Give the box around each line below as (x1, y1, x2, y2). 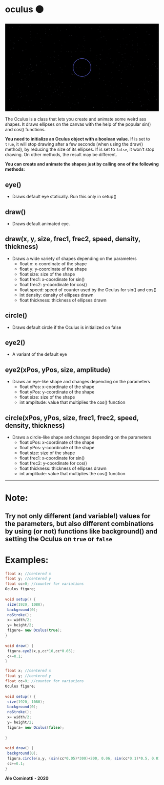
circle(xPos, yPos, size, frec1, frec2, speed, (5, 414, 139, 422)
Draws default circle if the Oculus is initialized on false (12, 324, 122, 330)
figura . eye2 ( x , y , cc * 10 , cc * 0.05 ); (7, 648, 76, 653)
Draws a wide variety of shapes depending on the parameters (12, 255, 137, 261)
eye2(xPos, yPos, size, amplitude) (5, 366, 111, 374)
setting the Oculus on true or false (5, 534, 112, 543)
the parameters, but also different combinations (5, 519, 154, 528)
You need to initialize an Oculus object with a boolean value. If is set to (5, 136, 150, 142)
